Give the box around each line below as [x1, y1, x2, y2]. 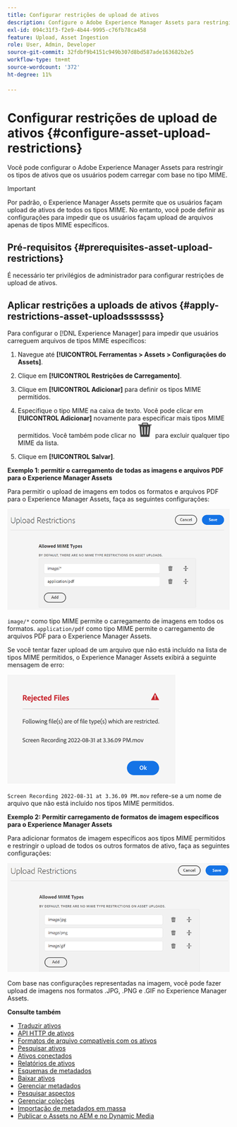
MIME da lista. [17, 439, 59, 447]
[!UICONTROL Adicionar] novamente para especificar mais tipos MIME [17, 414, 225, 422]
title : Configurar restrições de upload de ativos [7, 11, 159, 18]
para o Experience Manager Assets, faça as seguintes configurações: [7, 495, 210, 504]
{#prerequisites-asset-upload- [73, 241, 213, 253]
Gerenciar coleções [17, 1097, 75, 1105]
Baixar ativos [17, 1074, 56, 1082]
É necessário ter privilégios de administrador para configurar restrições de [7, 271, 224, 279]
